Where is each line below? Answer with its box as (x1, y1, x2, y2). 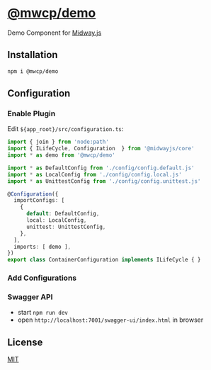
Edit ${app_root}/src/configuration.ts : (7, 125, 124, 133)
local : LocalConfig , (25, 217, 87, 224)
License (7, 336, 43, 348)
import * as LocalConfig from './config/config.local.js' (7, 171, 182, 178)
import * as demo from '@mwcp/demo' (7, 152, 115, 159)
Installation (7, 49, 58, 61)
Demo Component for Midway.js (7, 28, 102, 37)
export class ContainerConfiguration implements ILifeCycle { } (7, 257, 201, 264)
